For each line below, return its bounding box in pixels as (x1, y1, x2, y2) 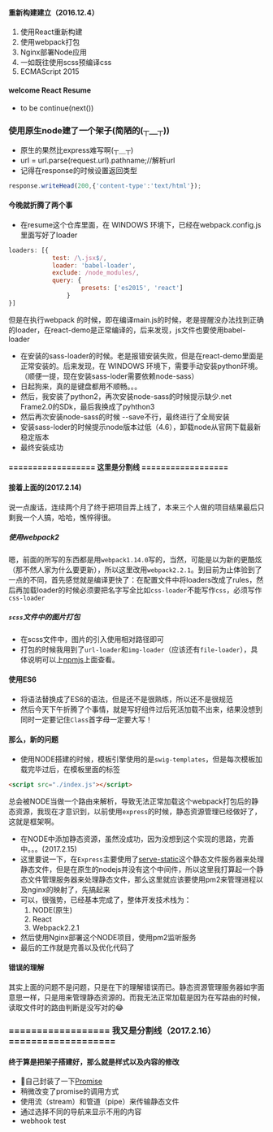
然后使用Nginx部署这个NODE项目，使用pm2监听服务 (19, 932, 197, 942)
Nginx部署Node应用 (19, 47, 87, 57)
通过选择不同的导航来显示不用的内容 (19, 1107, 142, 1117)
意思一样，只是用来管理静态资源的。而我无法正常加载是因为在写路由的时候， (8, 992, 265, 1002)
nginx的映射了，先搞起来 (27, 884, 110, 894)
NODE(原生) (32, 904, 73, 914)
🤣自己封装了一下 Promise (19, 1077, 103, 1086)
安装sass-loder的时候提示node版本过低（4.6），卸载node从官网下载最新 (19, 422, 262, 432)
